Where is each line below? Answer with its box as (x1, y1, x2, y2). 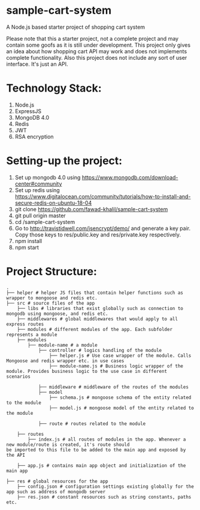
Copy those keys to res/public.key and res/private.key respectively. (14, 231, 181, 238)
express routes (6, 321, 44, 327)
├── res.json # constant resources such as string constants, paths (17, 494, 192, 500)
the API (6, 452, 26, 458)
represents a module (6, 332, 58, 338)
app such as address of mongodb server (6, 488, 106, 494)
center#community (14, 180, 62, 187)
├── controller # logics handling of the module (38, 347, 162, 353)
